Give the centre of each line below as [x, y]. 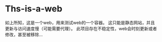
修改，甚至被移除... [24, 34]
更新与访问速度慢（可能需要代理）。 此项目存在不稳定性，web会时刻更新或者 [81, 28]
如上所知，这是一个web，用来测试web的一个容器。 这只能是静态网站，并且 [80, 22]
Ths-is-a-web [34, 9]
